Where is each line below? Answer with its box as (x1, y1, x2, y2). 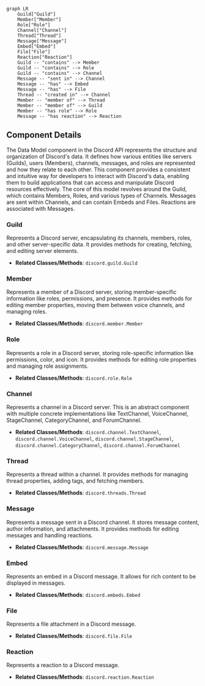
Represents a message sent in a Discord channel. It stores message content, (6, 518, 199, 526)
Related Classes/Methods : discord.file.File (15, 633, 133, 640)
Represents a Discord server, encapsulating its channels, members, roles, (6, 234, 192, 242)
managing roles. (6, 308, 47, 316)
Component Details (6, 130, 81, 141)
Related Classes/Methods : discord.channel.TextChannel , (15, 429, 161, 435)
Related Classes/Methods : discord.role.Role (15, 374, 133, 381)
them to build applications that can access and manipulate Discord (6, 179, 174, 186)
